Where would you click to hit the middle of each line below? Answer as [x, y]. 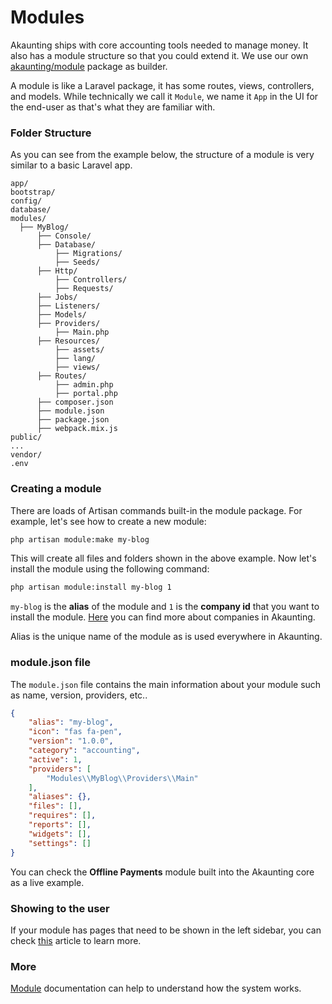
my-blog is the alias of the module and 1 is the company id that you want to [165, 607]
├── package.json [73, 420]
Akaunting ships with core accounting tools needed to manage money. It [159, 45]
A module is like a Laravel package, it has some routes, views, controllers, [162, 85]
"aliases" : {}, [60, 797]
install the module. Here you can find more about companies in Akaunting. [163, 617]
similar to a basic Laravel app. [71, 165]
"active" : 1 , [55, 759]
